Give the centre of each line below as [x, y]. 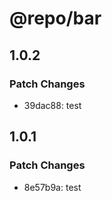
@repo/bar [55, 18]
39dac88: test [52, 105]
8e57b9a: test [52, 187]
